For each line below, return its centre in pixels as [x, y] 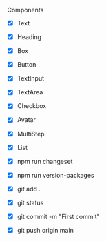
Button [26, 65]
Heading [29, 37]
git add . [29, 189]
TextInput [31, 78]
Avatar [26, 120]
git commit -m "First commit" [58, 216]
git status [30, 202]
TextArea [30, 92]
